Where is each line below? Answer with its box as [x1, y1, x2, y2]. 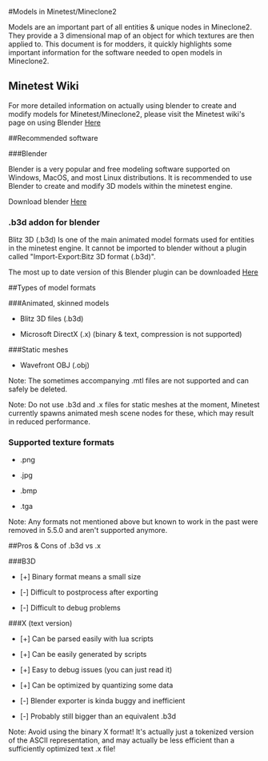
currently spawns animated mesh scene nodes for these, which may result [8, 408, 254, 419]
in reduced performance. [8, 417, 90, 427]
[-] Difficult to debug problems [19, 603, 122, 613]
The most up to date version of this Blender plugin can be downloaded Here [8, 267, 258, 277]
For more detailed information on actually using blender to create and [8, 100, 238, 110]
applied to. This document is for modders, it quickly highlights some [8, 39, 232, 49]
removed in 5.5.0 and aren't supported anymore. [8, 526, 168, 535]
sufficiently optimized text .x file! [8, 744, 116, 754]
